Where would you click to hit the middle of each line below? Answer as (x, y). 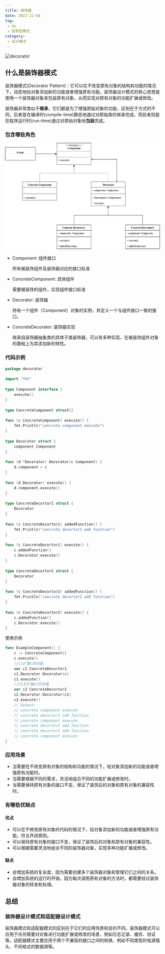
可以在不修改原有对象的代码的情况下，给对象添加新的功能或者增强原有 (83, 830)
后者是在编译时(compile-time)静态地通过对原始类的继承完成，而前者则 (84, 114)
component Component (35, 447)
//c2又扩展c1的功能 (31, 684)
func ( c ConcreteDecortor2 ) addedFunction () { (54, 592)
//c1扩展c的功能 (28, 663)
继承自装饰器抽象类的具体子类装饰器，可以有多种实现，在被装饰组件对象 (85, 337)
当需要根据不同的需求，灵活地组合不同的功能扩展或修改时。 (72, 779)
